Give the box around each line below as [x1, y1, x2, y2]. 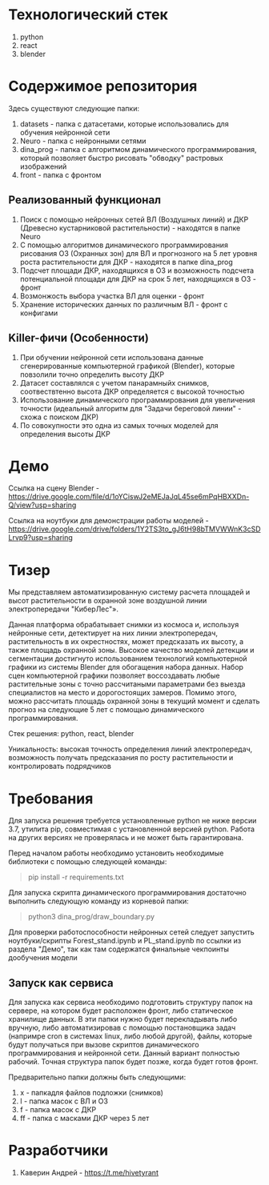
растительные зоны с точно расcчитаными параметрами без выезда [8, 679, 246, 689]
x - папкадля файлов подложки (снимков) [19, 1088, 164, 1098]
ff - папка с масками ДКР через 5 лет [19, 1114, 150, 1123]
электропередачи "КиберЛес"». [8, 604, 118, 614]
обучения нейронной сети [19, 127, 110, 137]
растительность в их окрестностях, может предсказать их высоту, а [8, 637, 244, 647]
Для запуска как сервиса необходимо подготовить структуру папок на [8, 998, 254, 1007]
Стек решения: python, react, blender [8, 729, 134, 739]
